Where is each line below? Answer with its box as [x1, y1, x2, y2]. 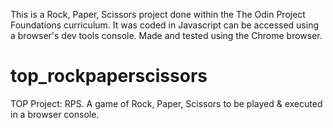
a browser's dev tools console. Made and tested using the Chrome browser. [10, 30, 323, 41]
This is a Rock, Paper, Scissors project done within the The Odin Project [10, 9, 306, 20]
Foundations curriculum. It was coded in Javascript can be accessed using [10, 19, 320, 31]
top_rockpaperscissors [10, 65, 208, 88]
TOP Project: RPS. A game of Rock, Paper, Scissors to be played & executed [10, 97, 323, 109]
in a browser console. [10, 108, 100, 120]
